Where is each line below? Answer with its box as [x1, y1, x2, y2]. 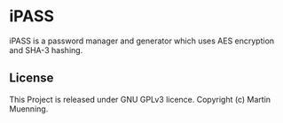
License [9, 71, 54, 86]
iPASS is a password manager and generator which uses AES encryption [9, 35, 275, 46]
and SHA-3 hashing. [9, 44, 83, 55]
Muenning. [9, 104, 49, 114]
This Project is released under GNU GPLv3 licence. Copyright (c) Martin [9, 94, 271, 104]
